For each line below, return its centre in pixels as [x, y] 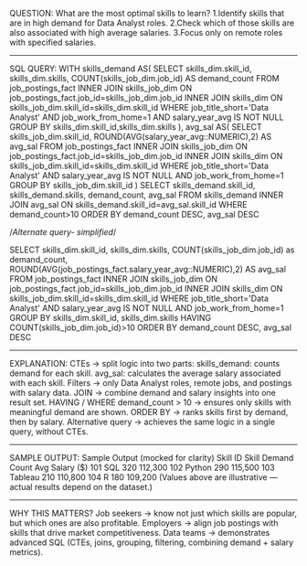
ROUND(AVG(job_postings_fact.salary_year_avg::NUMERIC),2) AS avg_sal [148, 269]
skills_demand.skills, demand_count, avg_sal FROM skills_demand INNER [147, 195]
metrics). [26, 552]
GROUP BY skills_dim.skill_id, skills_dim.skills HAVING [111, 318]
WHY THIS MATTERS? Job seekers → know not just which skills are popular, [153, 513]
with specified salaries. [53, 42]
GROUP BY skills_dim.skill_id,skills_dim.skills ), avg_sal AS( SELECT [136, 127]
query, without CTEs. [49, 432]
